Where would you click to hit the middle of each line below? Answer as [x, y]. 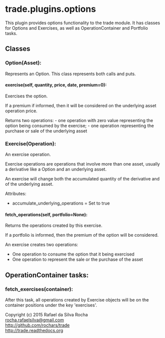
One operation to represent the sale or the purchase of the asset [78, 259]
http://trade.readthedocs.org [34, 331]
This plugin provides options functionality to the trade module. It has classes [82, 23]
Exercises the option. [26, 96]
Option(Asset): [23, 63]
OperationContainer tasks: [47, 275]
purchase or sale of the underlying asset [46, 131]
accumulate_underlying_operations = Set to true [61, 203]
